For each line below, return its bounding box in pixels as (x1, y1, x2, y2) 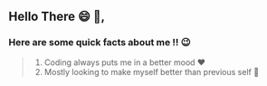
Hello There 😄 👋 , (8, 9, 106, 24)
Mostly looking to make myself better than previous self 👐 (43, 66, 260, 77)
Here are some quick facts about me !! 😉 (8, 36, 191, 49)
